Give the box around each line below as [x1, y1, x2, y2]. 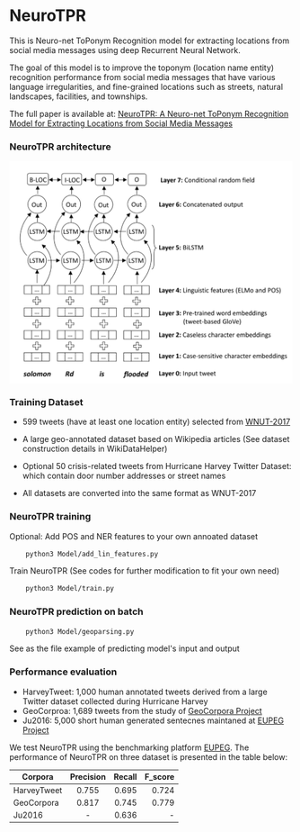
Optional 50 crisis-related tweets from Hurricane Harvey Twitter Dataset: [22, 461, 292, 472]
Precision [69, 772, 106, 782]
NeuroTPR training [9, 511, 92, 523]
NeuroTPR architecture [9, 140, 111, 153]
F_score [145, 772, 175, 782]
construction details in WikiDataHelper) [22, 443, 168, 455]
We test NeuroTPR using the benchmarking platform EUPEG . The [9, 742, 250, 753]
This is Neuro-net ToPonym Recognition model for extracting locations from [9, 35, 290, 46]
